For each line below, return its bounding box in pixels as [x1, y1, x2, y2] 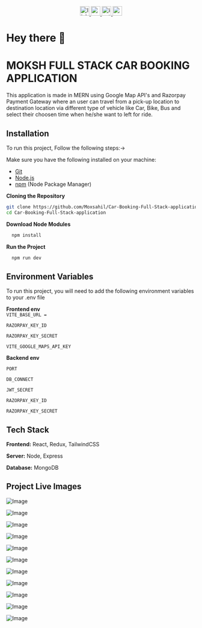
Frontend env [6, 306, 41, 313]
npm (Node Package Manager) [14, 181, 92, 188]
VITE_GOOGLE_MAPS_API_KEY [6, 344, 71, 350]
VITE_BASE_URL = [6, 312, 47, 318]
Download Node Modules [6, 220, 71, 228]
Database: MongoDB [6, 464, 59, 472]
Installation [6, 128, 49, 138]
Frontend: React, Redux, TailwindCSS [6, 441, 100, 448]
